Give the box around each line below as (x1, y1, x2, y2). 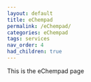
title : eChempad (7, 16, 53, 23)
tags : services (7, 36, 50, 42)
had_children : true (7, 49, 62, 55)
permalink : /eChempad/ (7, 23, 71, 29)
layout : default (7, 10, 53, 17)
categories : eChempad (7, 29, 69, 36)
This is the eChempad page (7, 66, 85, 75)
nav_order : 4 (7, 42, 44, 49)
